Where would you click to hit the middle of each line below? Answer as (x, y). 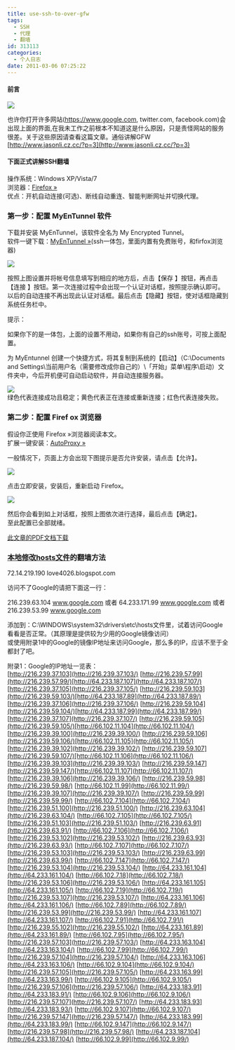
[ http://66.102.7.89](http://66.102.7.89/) (131, 905)
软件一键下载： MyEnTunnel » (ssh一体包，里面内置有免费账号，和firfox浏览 (115, 241)
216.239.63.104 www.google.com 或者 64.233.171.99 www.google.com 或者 (116, 602)
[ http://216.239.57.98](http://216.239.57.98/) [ (73, 1031)
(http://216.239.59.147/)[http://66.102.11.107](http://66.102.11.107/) (100, 770)
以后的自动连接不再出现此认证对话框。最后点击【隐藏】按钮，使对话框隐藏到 (118, 296)
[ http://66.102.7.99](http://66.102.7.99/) (132, 949)
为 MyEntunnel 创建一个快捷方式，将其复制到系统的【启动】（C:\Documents (116, 358)
